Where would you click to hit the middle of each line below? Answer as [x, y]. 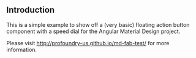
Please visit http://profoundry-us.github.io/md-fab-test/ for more [88, 43]
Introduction [31, 10]
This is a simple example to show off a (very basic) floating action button [98, 24]
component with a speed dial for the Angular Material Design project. [93, 31]
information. [22, 49]
